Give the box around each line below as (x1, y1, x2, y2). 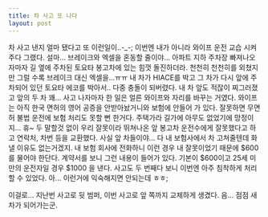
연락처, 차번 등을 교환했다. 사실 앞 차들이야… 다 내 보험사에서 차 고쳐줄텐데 (16, 133, 250, 142)
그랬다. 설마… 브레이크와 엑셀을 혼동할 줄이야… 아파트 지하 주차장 (22, 52, 229, 62)
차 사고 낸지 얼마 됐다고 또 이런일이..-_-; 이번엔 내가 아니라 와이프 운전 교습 (8, 42, 242, 52)
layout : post (8, 19, 52, 27)
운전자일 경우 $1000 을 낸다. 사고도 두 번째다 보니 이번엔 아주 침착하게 (22, 162, 242, 173)
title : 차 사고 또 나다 (8, 11, 78, 20)
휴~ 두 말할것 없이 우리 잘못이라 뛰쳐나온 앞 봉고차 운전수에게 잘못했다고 (22, 122, 248, 133)
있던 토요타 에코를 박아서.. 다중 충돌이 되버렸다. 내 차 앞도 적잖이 (29, 82, 230, 92)
